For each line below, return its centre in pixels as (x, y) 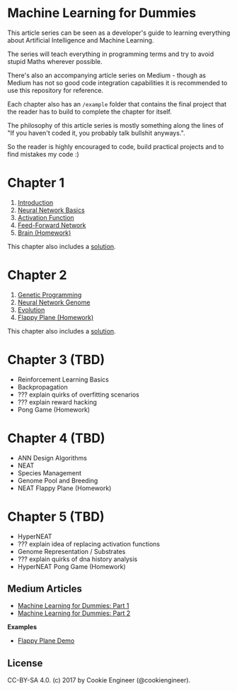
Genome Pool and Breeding (58, 480)
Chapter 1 (36, 183)
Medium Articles (45, 589)
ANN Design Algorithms (52, 458)
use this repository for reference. (56, 90)
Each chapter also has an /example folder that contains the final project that (117, 104)
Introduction (35, 202)
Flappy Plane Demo (46, 641)
